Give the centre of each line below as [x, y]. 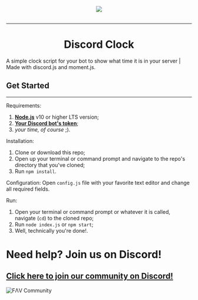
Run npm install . [36, 171]
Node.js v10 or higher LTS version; [57, 117]
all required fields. [28, 189]
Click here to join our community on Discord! [90, 276]
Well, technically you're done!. [51, 230]
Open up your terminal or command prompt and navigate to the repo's [100, 158]
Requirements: [24, 105]
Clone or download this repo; [50, 152]
